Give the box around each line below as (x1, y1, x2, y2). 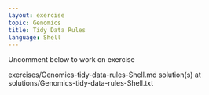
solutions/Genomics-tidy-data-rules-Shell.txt (8, 79, 154, 88)
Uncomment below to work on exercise (8, 55, 135, 64)
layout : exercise (8, 11, 65, 20)
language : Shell (8, 33, 61, 42)
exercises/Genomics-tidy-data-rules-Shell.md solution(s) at (8, 70, 202, 79)
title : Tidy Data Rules (8, 26, 86, 34)
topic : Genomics (8, 19, 61, 27)
